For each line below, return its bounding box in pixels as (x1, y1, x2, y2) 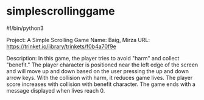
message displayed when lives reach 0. (6, 87, 105, 94)
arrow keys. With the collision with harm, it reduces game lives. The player (6, 74, 193, 81)
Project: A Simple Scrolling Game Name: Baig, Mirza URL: (6, 36, 150, 43)
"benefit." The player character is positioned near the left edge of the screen (6, 61, 199, 68)
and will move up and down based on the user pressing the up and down (6, 67, 189, 74)
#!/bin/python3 (6, 24, 44, 32)
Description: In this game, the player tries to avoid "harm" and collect (6, 54, 180, 62)
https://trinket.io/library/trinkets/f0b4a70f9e (6, 43, 117, 50)
